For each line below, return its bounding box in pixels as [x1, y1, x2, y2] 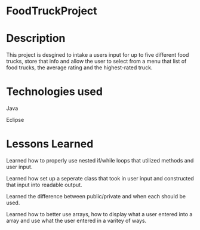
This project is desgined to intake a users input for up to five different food [6, 51, 189, 59]
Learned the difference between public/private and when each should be [6, 193, 186, 200]
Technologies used [6, 85, 103, 99]
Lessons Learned [6, 137, 94, 151]
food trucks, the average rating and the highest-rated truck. [6, 64, 153, 71]
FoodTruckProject [6, 4, 97, 18]
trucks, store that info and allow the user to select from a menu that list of [6, 58, 187, 65]
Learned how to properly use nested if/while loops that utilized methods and [6, 157, 194, 164]
